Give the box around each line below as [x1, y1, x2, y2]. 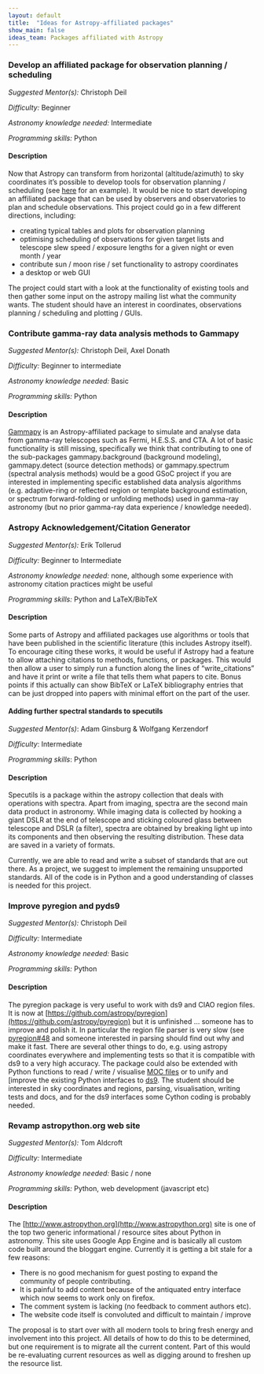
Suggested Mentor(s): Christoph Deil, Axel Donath [8, 346, 170, 356]
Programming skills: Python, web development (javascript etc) [8, 1183, 210, 1193]
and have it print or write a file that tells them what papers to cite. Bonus [8, 672, 242, 681]
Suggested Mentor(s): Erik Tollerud [8, 540, 122, 549]
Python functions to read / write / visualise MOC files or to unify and [8, 1067, 229, 1076]
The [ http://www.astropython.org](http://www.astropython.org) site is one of [8, 1219, 256, 1229]
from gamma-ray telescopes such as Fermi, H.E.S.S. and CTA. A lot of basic [8, 435, 254, 445]
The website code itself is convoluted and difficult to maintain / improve [19, 1310, 251, 1320]
